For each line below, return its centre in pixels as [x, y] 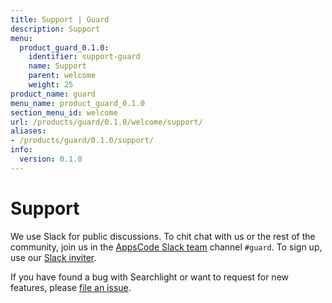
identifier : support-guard [84, 57]
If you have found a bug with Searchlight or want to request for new [149, 277]
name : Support [57, 66]
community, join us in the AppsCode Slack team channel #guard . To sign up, [166, 247]
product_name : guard [53, 94]
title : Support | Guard [60, 19]
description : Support [55, 29]
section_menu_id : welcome [64, 112]
